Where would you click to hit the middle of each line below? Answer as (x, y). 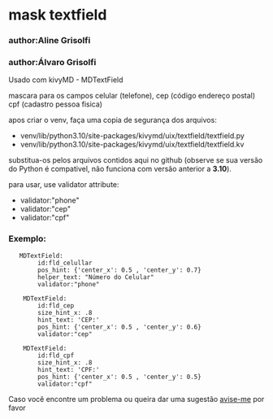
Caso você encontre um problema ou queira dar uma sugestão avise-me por (136, 399)
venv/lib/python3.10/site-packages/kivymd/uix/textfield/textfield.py (132, 136)
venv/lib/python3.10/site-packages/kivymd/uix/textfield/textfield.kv (132, 145)
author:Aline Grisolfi (50, 41)
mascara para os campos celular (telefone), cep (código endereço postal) (132, 96)
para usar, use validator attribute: (64, 185)
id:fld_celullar (65, 263)
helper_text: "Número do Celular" (96, 277)
